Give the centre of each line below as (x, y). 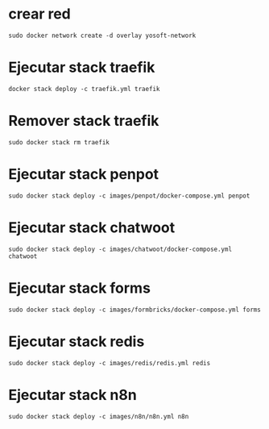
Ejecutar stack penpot (84, 174)
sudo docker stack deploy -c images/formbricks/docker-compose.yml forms (135, 310)
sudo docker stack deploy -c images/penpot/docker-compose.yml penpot (129, 196)
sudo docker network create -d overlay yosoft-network (102, 35)
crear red (39, 14)
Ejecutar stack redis (77, 342)
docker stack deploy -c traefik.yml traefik (84, 89)
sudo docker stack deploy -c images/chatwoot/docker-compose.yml (120, 249)
